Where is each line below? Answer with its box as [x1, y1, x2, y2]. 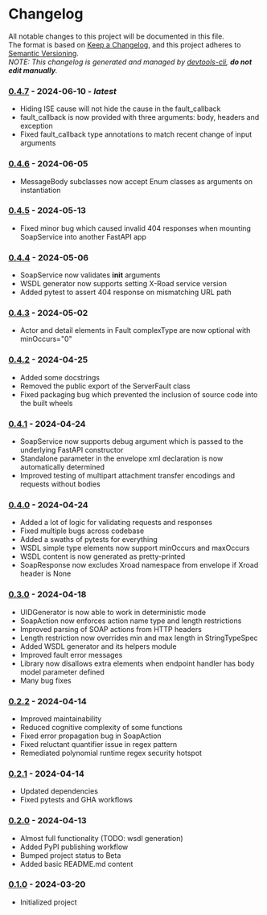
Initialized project [19, 897, 78, 907]
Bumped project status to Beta [19, 850, 121, 860]
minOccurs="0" [19, 334, 72, 344]
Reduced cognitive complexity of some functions [19, 722, 183, 732]
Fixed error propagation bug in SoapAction [19, 731, 162, 741]
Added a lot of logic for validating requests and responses [19, 518, 213, 527]
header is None [19, 568, 72, 579]
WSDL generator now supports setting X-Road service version [19, 279, 228, 289]
